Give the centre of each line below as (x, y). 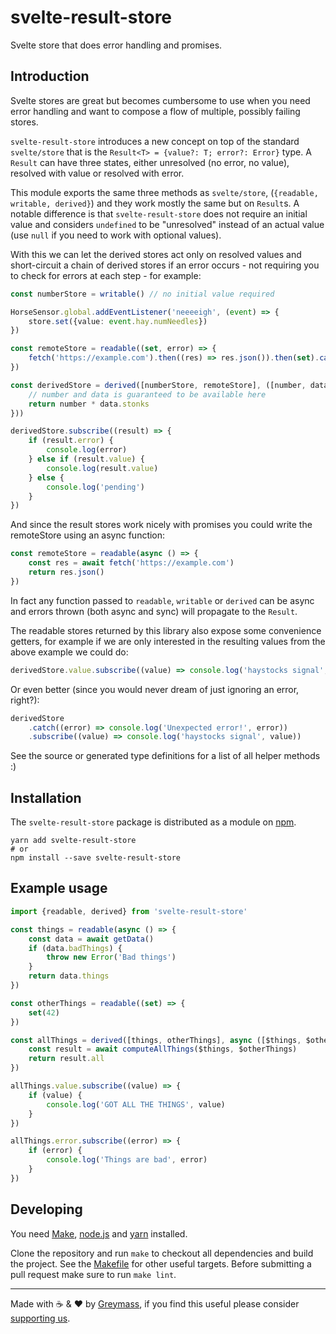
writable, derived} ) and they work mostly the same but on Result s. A (155, 203)
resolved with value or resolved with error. (97, 173)
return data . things (69, 976)
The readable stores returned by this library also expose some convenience (166, 630)
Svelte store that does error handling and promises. (116, 45)
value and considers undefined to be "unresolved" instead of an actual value (167, 224)
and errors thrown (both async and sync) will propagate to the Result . (154, 611)
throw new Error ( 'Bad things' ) (111, 957)
